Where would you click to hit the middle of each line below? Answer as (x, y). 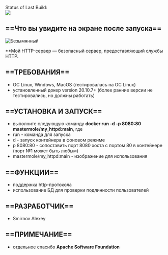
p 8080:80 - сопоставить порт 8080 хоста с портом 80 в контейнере (88, 146)
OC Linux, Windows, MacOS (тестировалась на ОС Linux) (74, 84)
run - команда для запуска (42, 134)
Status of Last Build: (26, 7)
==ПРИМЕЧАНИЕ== (39, 235)
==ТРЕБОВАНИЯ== (37, 72)
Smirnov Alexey (29, 219)
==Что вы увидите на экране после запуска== (83, 28)
